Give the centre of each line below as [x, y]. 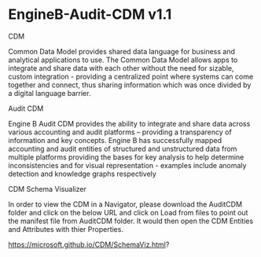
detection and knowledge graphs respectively [83, 174]
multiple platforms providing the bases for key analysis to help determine [126, 157]
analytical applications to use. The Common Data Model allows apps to [123, 60]
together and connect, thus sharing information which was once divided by [130, 85]
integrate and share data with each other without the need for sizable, [121, 68]
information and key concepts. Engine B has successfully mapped [115, 140]
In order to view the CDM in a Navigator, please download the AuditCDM [125, 204]
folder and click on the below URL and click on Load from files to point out [128, 212]
